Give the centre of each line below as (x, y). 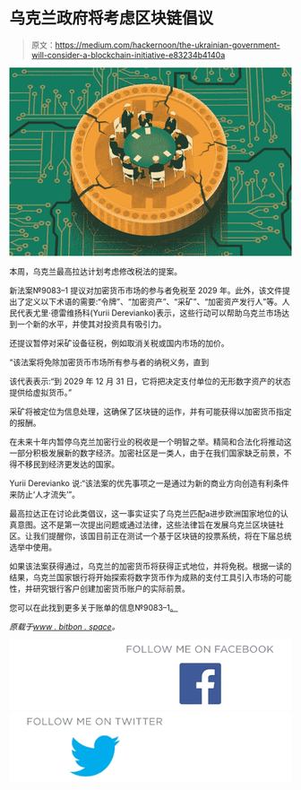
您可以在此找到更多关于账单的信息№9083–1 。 (94, 607)
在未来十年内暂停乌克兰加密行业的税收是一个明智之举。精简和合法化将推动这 (150, 441)
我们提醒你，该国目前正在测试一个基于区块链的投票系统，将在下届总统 (162, 535)
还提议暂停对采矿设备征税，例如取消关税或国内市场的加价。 (119, 343)
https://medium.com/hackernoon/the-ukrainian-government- (168, 45)
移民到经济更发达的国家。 (72, 464)
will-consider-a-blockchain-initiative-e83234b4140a (128, 55)
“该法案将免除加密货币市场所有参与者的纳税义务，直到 (109, 362)
